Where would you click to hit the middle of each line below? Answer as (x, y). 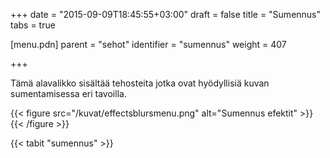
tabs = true (33, 25)
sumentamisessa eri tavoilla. (68, 93)
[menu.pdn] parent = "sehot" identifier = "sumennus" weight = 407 (148, 44)
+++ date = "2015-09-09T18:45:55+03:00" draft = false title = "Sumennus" (166, 14)
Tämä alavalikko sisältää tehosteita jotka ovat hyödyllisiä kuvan (140, 83)
